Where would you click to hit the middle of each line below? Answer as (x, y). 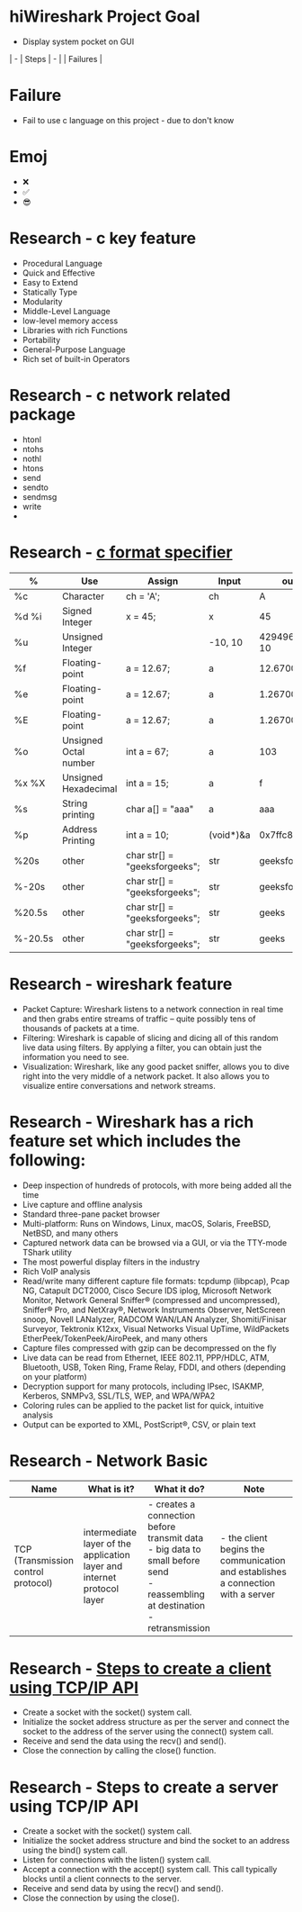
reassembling (176, 1594)
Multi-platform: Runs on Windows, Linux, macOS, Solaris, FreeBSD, (147, 1223)
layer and (103, 1566)
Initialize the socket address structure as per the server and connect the (156, 1722)
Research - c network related (120, 395)
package (43, 414)
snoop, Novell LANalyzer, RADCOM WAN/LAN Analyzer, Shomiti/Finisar (155, 1319)
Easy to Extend (50, 282)
